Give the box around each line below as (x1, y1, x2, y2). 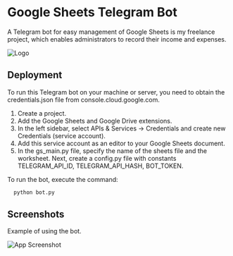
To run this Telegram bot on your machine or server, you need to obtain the (7, 87, 225, 96)
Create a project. (17, 109, 67, 117)
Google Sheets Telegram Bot (7, 4, 177, 20)
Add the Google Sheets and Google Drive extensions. (17, 116, 172, 125)
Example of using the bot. (7, 227, 82, 236)
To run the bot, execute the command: (7, 175, 118, 183)
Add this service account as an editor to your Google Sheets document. (17, 139, 225, 147)
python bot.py (13, 188, 55, 196)
